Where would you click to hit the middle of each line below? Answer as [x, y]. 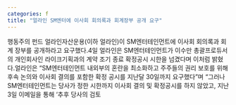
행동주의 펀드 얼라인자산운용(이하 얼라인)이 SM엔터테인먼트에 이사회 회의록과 [113, 41]
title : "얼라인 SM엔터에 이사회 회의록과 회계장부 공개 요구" [85, 20]
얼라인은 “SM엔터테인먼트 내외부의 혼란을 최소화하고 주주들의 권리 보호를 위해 [122, 68]
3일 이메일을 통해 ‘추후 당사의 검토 [54, 94]
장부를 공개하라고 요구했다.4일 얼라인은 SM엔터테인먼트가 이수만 [103, 50]
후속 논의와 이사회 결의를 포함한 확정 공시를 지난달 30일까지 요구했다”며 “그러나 [116, 76]
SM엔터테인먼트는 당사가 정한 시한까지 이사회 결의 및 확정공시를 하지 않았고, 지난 [118, 85]
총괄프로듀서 [211, 50]
